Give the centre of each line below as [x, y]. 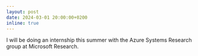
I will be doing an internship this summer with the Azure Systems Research [99, 40]
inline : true [23, 23]
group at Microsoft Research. [43, 46]
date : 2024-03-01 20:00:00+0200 [47, 17]
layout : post [23, 12]
